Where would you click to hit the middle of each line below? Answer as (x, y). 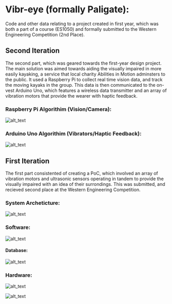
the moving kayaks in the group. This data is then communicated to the (80, 85)
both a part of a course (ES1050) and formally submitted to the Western (81, 29)
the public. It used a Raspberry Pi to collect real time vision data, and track (84, 79)
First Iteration (27, 161)
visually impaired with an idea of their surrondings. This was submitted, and (85, 184)
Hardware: (19, 275)
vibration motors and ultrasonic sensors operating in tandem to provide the (85, 179)
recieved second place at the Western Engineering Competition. (73, 190)
